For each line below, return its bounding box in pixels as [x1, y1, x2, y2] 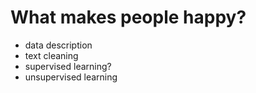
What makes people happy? [10, 6, 247, 29]
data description [24, 39, 93, 51]
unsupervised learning [24, 71, 118, 83]
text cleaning [24, 49, 79, 61]
